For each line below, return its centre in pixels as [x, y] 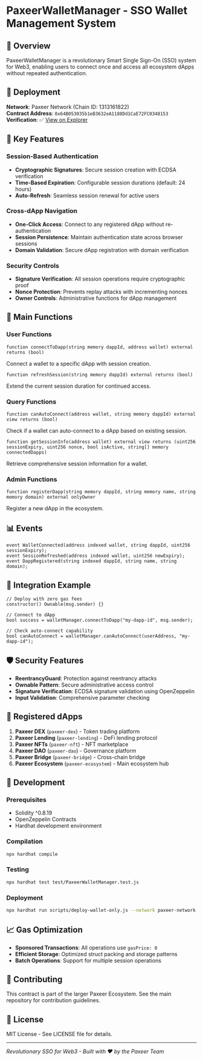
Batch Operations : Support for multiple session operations [88, 960]
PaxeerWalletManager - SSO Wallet [97, 11]
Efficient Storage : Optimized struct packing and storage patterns [96, 954]
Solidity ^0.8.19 [34, 813]
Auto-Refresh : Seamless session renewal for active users [87, 195]
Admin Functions [32, 479]
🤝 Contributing [34, 980]
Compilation [25, 842]
